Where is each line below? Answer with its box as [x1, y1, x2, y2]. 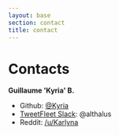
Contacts [8, 60, 70, 78]
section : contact [8, 19, 65, 27]
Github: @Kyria [19, 101, 69, 111]
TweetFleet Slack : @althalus [19, 109, 112, 119]
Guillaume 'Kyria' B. [8, 86, 75, 95]
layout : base [8, 11, 51, 20]
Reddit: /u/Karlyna [19, 118, 79, 127]
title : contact [8, 26, 58, 34]
